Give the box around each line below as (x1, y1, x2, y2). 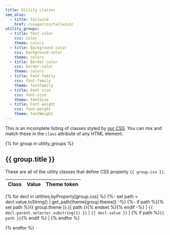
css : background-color (14, 50, 62, 55)
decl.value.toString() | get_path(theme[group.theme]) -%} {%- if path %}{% (5, 198, 164, 205)
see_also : (5, 12, 26, 17)
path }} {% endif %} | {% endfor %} (5, 215, 80, 221)
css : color (14, 36, 38, 41)
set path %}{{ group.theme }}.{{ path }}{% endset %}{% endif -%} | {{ (5, 204, 153, 210)
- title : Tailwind (10, 17, 49, 22)
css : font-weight (14, 107, 51, 112)
